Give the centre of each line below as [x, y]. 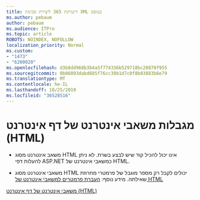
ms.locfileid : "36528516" [38, 95]
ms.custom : [20, 51]
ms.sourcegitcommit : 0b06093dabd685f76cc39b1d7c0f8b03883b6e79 [87, 73]
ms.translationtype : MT [36, 79]
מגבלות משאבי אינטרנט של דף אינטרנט [100, 125]
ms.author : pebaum [29, 17]
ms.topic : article [29, 34]
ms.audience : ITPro [31, 29]
